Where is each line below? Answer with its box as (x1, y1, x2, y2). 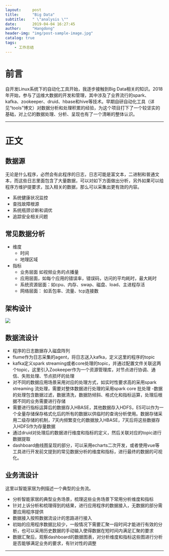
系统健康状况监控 (12, 195, 48, 201)
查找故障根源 (12, 201, 39, 207)
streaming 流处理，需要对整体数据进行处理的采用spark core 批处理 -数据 (12, 386, 163, 391)
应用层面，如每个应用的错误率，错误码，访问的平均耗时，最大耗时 (20, 275, 157, 281)
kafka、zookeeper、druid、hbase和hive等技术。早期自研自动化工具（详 (5, 98, 155, 104)
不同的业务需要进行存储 (17, 398, 66, 404)
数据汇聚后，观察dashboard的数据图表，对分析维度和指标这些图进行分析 (12, 534, 163, 540)
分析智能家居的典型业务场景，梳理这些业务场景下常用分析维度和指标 (12, 496, 154, 502)
